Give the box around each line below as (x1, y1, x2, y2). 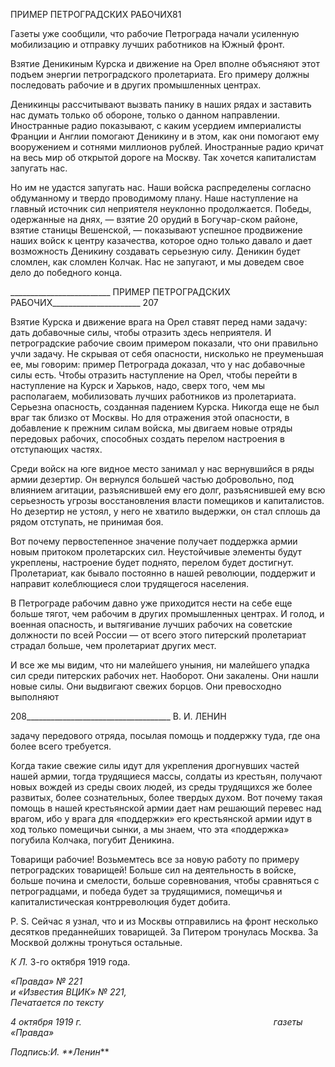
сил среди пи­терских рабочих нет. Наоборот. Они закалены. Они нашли (10, 670, 320, 681)
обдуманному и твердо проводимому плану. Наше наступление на (10, 192, 299, 204)
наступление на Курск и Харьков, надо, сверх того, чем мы (10, 380, 266, 391)
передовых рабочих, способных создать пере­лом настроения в (10, 433, 285, 444)
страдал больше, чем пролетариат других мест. (10, 640, 217, 651)
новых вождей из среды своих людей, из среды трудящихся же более (10, 781, 313, 793)
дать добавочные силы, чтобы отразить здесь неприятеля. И (10, 327, 272, 338)
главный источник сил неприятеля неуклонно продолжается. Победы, (10, 203, 312, 214)
